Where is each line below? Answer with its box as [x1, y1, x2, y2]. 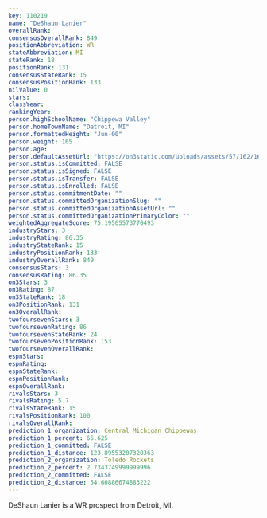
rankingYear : [8, 108, 52, 116]
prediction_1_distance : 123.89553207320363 [8, 449, 155, 457]
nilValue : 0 [8, 85, 48, 94]
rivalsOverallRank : [8, 419, 73, 427]
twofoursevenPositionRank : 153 [8, 338, 112, 346]
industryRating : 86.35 [8, 234, 83, 242]
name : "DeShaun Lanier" [8, 19, 87, 27]
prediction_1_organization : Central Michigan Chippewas [8, 426, 197, 434]
